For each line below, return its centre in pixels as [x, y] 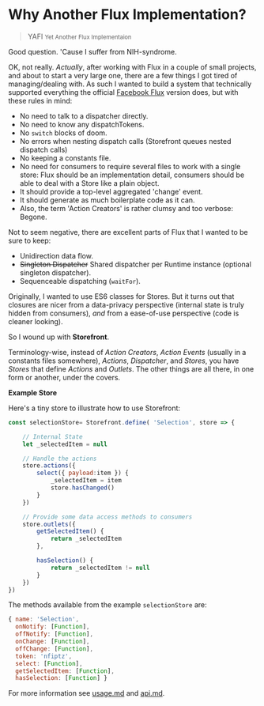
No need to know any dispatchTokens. [82, 124]
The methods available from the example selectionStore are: [107, 605]
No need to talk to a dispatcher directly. [84, 115]
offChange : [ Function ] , [54, 649]
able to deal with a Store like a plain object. [89, 183]
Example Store [33, 392]
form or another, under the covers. [64, 377]
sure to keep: [30, 240]
